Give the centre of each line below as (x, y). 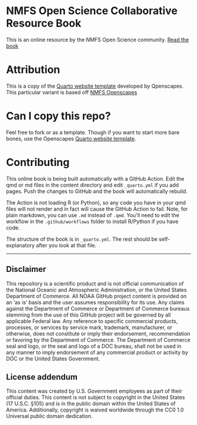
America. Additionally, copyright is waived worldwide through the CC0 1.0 (95, 410)
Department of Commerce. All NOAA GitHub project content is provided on (96, 296)
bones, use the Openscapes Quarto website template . (71, 138)
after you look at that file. (66, 245)
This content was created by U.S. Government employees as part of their (94, 391)
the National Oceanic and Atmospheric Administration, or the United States (96, 290)
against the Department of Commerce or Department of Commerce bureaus (98, 308)
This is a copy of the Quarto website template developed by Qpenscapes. (95, 86)
